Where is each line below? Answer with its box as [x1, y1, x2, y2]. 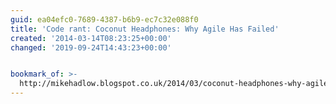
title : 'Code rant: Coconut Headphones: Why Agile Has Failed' [10, 24, 280, 34]
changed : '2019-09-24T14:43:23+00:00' [10, 42, 172, 53]
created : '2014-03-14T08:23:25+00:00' [10, 33, 172, 43]
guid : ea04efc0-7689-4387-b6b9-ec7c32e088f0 [10, 14, 199, 25]
